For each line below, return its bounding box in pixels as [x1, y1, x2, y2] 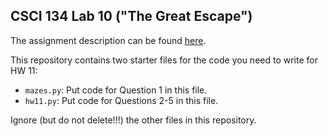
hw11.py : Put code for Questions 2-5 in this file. [24, 94, 219, 106]
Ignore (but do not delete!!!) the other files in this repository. [10, 114, 257, 126]
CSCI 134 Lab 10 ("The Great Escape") [10, 8, 253, 25]
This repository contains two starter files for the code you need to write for [10, 54, 318, 66]
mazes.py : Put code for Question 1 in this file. [24, 84, 208, 96]
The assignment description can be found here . [10, 34, 207, 46]
